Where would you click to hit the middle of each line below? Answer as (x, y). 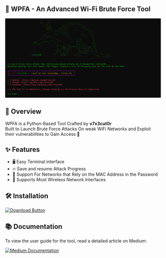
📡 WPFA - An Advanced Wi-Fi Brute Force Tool (78, 9)
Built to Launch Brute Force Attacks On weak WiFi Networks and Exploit (78, 129)
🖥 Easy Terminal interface (38, 162)
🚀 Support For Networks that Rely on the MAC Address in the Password (85, 174)
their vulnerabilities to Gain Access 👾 (42, 134)
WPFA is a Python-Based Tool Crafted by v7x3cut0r (59, 123)
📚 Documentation (34, 227)
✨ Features (22, 149)
